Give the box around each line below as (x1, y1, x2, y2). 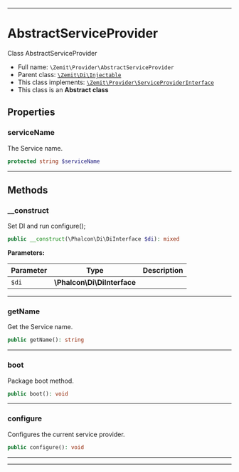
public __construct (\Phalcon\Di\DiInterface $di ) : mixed (7, 236, 180, 243)
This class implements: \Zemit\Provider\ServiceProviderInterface (17, 78, 215, 86)
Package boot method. (7, 376, 75, 385)
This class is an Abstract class (17, 85, 109, 94)
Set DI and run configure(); (7, 222, 86, 231)
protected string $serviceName (7, 158, 100, 165)
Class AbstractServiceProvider (7, 49, 97, 57)
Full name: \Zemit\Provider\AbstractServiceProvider (17, 62, 174, 71)
